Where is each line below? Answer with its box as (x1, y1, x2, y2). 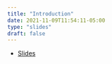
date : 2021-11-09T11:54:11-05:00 (7, 17, 106, 24)
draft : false (7, 30, 46, 37)
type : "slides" (7, 23, 52, 30)
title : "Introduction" (7, 10, 74, 18)
